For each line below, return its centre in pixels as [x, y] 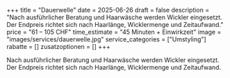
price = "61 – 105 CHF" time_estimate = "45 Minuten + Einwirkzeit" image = [114, 32]
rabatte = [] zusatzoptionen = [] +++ [58, 47]
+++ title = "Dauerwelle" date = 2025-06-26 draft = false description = [108, 10]
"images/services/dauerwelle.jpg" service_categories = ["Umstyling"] [106, 39]
